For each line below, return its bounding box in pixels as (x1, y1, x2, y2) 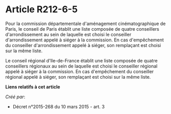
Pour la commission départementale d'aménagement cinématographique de (5, 20, 166, 27)
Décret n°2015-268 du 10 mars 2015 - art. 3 (12, 103, 105, 109)
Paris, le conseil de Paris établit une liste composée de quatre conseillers (5, 26, 160, 32)
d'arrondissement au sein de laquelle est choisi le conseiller (5, 31, 132, 37)
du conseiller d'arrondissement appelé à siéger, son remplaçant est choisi (5, 42, 161, 48)
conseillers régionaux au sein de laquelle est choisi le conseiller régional (5, 63, 158, 69)
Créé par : (5, 94, 26, 100)
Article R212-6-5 (5, 4, 78, 15)
